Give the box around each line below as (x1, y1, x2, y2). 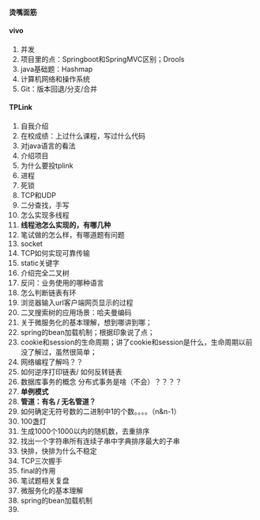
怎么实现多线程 (20, 211, 70, 219)
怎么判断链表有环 (20, 288, 77, 297)
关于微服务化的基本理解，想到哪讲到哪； (20, 317, 153, 327)
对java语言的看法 (20, 141, 76, 150)
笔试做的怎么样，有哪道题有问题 (20, 230, 125, 239)
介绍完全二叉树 (20, 268, 70, 277)
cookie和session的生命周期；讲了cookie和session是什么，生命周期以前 (20, 337, 253, 347)
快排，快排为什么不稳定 (20, 446, 97, 455)
